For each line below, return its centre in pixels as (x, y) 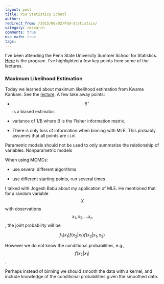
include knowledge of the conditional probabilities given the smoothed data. (82, 277)
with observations (23, 209)
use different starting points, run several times (59, 179)
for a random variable (27, 193)
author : (13, 19)
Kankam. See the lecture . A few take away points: (55, 95)
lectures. (14, 66)
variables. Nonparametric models (39, 150)
